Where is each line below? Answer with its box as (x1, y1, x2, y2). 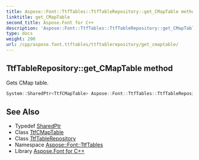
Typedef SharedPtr (14, 122, 62, 130)
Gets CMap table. (6, 79, 49, 86)
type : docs (6, 31, 33, 37)
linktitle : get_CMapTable (6, 14, 70, 20)
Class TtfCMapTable (14, 129, 64, 136)
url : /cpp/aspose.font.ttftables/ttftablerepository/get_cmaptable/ (6, 42, 179, 48)
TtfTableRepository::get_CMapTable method (6, 63, 174, 74)
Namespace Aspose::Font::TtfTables (14, 141, 104, 148)
